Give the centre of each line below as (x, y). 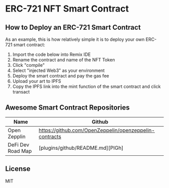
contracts (50, 136)
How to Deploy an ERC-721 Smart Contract (73, 27)
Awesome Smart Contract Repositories (67, 108)
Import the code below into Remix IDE (52, 54)
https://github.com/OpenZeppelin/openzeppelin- (97, 130)
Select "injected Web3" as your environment (58, 70)
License (18, 169)
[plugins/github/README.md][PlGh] (81, 148)
